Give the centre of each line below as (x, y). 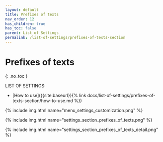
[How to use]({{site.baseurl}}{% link (49, 95)
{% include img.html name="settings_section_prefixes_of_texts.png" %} (79, 120)
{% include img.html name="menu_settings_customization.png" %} (74, 110)
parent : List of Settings (32, 33)
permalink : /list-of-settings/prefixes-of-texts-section (65, 38)
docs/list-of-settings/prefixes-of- (121, 95)
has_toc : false (21, 28)
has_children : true (25, 24)
